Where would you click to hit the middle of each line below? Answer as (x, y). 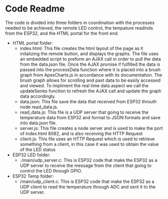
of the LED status (38, 149)
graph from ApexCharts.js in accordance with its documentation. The (91, 75)
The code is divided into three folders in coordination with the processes (80, 23)
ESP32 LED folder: (31, 155)
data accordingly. (38, 96)
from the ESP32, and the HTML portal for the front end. (62, 33)
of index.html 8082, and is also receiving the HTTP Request (81, 133)
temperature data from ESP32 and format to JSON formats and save (90, 117)
